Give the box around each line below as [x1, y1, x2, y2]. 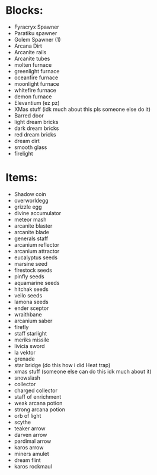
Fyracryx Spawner [14, 23, 60, 30]
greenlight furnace [14, 67, 60, 74]
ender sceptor [14, 305, 49, 312]
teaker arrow [14, 424, 46, 432]
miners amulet [14, 450, 50, 457]
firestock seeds [14, 266, 53, 274]
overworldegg [14, 197, 49, 204]
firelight [14, 150, 33, 157]
